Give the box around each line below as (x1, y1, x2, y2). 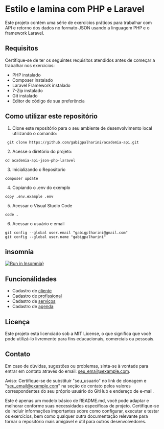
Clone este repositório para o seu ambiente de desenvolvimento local (12, 125, 153, 131)
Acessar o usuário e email (12, 220, 65, 226)
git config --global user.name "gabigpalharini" (5, 234, 106, 239)
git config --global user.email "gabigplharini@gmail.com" (5, 230, 128, 235)
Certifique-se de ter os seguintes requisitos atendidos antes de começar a (5, 57, 155, 63)
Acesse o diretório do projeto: (12, 148, 72, 154)
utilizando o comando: (12, 130, 57, 136)
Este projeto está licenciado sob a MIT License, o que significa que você (5, 331, 151, 336)
